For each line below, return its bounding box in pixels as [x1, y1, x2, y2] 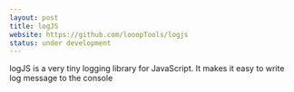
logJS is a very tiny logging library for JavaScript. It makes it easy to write [9, 63, 285, 74]
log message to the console [9, 73, 113, 84]
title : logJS [9, 22, 59, 31]
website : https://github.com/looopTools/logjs [9, 30, 189, 39]
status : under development [9, 38, 112, 48]
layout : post [9, 13, 59, 23]
